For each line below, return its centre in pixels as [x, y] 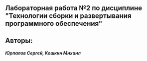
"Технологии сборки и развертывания [68, 16]
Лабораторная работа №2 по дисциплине [74, 8]
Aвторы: [19, 40]
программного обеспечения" [54, 24]
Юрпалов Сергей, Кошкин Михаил [43, 53]
